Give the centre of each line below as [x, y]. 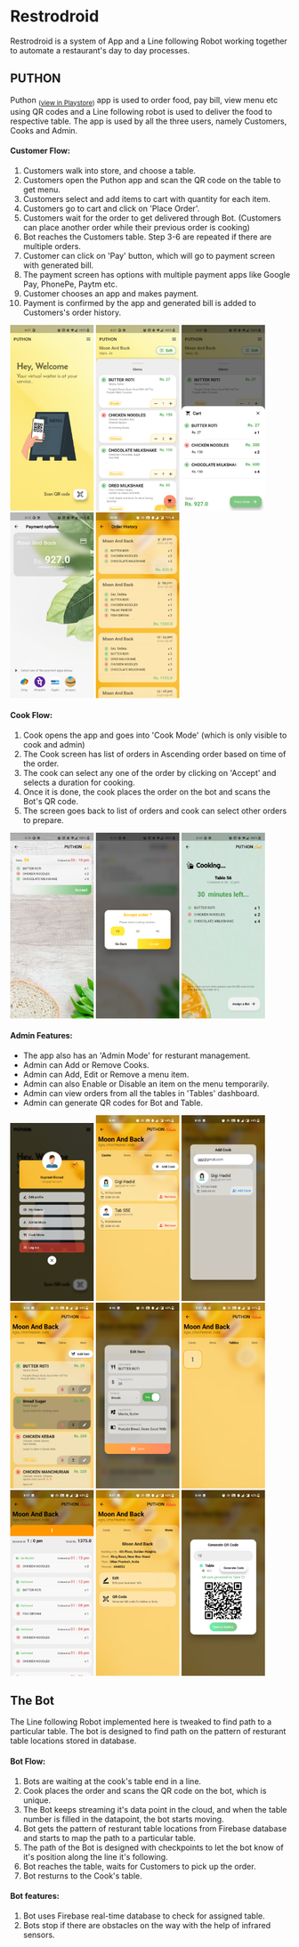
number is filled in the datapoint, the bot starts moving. [124, 1819]
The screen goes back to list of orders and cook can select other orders [155, 811]
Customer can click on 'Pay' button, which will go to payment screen [149, 255]
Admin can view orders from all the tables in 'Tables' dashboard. [141, 1093]
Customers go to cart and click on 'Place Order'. [111, 208]
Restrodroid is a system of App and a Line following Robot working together [149, 41]
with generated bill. [58, 265]
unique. [37, 1800]
